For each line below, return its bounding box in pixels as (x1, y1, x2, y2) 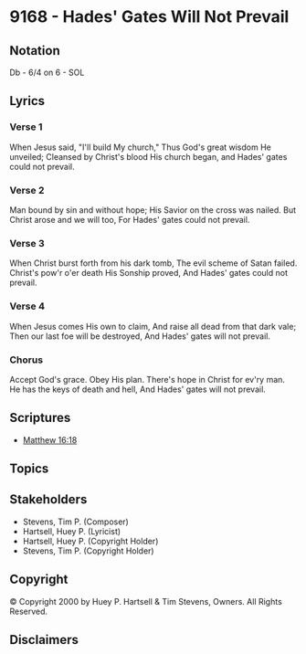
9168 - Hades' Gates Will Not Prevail (9, 6, 290, 27)
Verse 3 (9, 237, 45, 249)
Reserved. (9, 606, 48, 617)
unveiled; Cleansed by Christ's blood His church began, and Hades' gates (9, 151, 288, 162)
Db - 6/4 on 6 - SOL (9, 67, 85, 78)
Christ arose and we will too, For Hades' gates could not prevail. (9, 214, 250, 225)
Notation (9, 43, 61, 58)
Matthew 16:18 (22, 434, 78, 445)
